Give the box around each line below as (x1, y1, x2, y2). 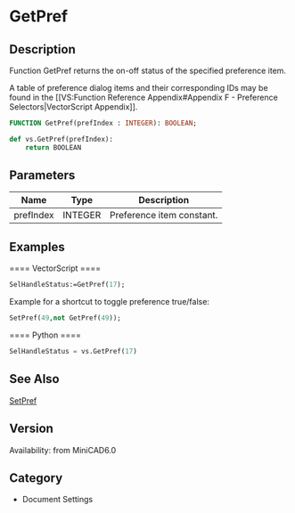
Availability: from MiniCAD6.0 (9, 444, 117, 455)
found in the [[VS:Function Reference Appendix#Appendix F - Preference (9, 92, 278, 102)
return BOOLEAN (25, 142, 82, 152)
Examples (9, 239, 65, 255)
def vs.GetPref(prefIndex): (9, 134, 114, 143)
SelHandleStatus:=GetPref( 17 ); (9, 281, 126, 289)
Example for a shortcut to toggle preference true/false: (9, 297, 209, 307)
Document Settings (21, 494, 94, 505)
